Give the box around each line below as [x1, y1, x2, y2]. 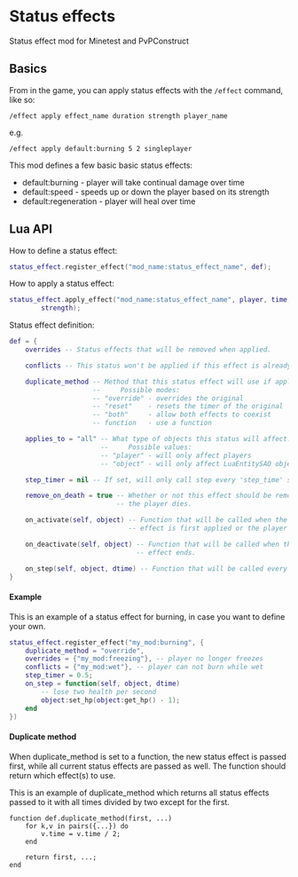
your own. [9, 620, 46, 631]
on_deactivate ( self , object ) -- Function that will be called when [25, 540, 279, 549]
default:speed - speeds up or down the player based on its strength [21, 186, 270, 197]
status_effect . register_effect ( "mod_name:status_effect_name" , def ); [9, 262, 272, 272]
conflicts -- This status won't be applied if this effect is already [25, 361, 292, 370]
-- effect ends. [136, 548, 197, 557]
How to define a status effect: [9, 245, 118, 256]
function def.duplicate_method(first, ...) [9, 814, 173, 823]
